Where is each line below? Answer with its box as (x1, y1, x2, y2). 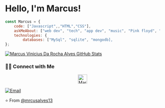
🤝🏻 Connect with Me (5, 63, 55, 70)
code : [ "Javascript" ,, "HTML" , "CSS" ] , (14, 24, 91, 28)
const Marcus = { (5, 19, 41, 24)
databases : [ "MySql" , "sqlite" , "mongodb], (23, 37, 113, 42)
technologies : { (14, 33, 48, 38)
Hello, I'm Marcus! (5, 3, 81, 14)
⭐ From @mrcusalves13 (5, 98, 53, 104)
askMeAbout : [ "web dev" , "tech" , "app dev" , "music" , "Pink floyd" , (14, 28, 157, 33)
